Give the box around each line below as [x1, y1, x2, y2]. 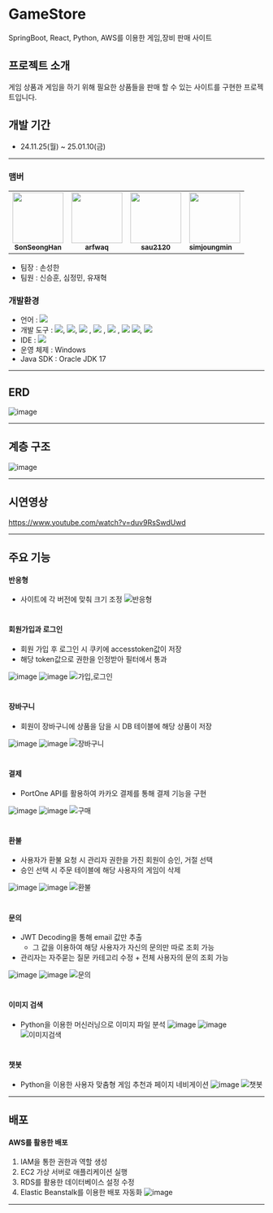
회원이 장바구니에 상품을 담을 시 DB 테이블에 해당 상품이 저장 [19, 721, 213, 731]
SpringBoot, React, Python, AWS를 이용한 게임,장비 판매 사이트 [8, 33, 213, 42]
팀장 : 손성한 [19, 262, 60, 272]
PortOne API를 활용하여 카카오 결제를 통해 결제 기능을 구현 [19, 788, 207, 798]
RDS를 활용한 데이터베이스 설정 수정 [19, 1177, 135, 1187]
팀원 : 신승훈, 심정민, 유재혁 [19, 272, 107, 282]
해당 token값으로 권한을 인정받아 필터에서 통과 [19, 654, 167, 663]
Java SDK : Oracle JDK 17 [19, 354, 106, 364]
